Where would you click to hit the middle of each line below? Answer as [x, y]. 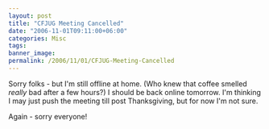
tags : [17, 46]
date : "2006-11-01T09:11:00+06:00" [68, 31]
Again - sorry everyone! [48, 116]
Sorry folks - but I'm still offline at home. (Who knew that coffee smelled [128, 83]
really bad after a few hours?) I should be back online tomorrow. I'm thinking [135, 92]
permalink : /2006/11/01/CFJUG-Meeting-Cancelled [91, 61]
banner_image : [32, 53]
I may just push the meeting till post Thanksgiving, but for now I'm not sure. [133, 101]
